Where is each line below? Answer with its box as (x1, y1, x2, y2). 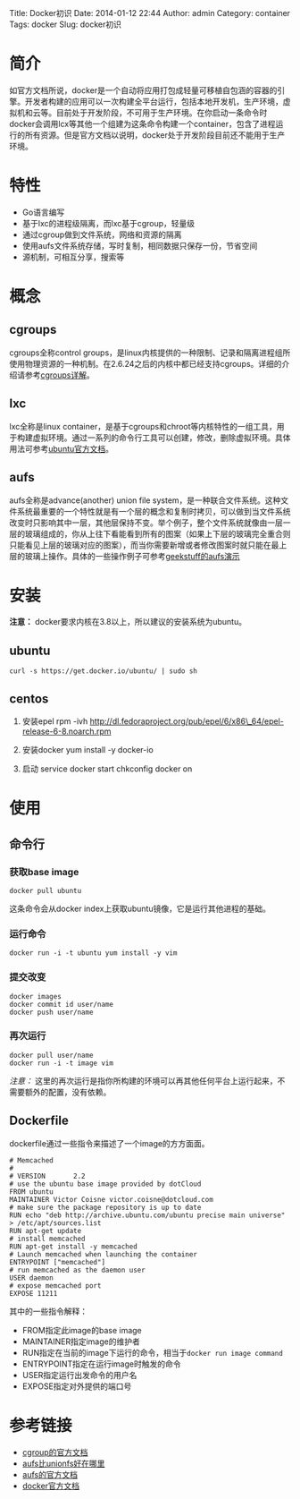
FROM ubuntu (9, 1187, 54, 1197)
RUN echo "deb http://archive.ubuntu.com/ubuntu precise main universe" (9, 1211, 286, 1220)
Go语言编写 (21, 207, 65, 217)
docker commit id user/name (9, 1000, 114, 1009)
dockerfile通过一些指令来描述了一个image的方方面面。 (9, 1137, 210, 1148)
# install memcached (9, 1234, 87, 1243)
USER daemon (9, 1273, 54, 1282)
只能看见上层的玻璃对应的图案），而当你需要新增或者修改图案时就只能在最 (9, 540, 279, 550)
